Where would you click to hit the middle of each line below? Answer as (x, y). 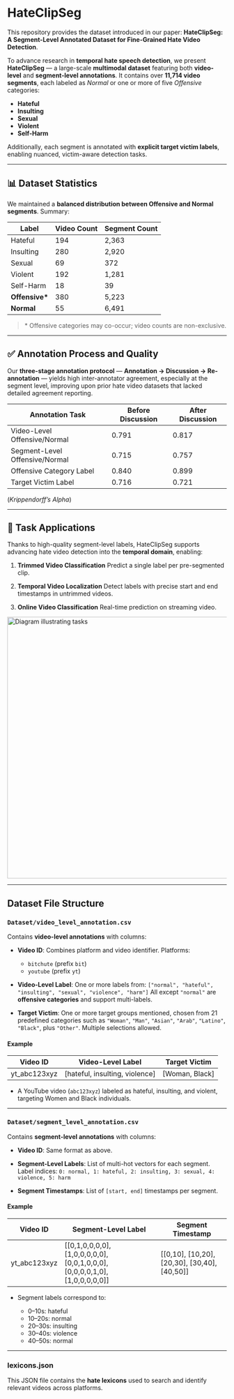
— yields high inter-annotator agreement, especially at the (124, 378)
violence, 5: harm (44, 1178)
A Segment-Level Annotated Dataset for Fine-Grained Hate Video (104, 39)
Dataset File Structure (56, 903)
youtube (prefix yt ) (54, 971)
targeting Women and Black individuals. (74, 1098)
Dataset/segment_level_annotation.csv (73, 1122)
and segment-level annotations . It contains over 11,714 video (112, 75)
